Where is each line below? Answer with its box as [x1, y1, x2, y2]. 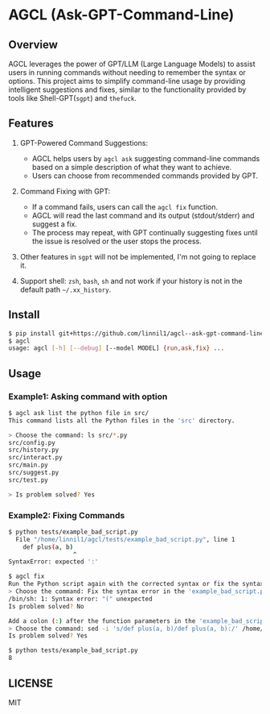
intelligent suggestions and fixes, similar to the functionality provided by [8, 85, 247, 94]
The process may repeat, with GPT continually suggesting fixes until [31, 227, 259, 237]
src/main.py [8, 461, 48, 469]
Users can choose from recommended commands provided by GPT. [31, 171, 259, 181]
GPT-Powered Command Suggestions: [19, 138, 149, 147]
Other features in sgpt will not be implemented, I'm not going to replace [19, 251, 256, 261]
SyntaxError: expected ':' [8, 558, 99, 566]
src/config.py [8, 438, 56, 446]
